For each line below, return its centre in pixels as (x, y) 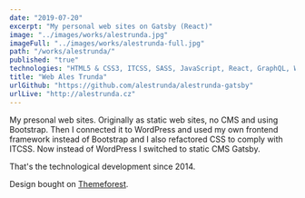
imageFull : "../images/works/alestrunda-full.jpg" (107, 43)
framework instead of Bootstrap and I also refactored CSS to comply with (146, 139)
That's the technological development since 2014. (103, 166)
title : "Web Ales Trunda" (58, 77)
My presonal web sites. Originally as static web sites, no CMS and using (144, 120)
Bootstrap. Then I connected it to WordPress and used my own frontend (144, 129)
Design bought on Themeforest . (69, 183)
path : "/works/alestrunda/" (63, 52)
